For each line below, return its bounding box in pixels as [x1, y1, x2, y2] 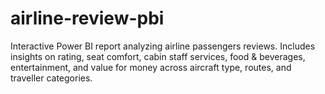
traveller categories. [10, 72, 93, 84]
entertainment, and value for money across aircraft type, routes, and [10, 61, 292, 73]
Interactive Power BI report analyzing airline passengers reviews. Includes [10, 40, 316, 52]
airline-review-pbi [10, 7, 165, 30]
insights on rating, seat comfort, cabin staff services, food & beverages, [10, 50, 306, 62]
